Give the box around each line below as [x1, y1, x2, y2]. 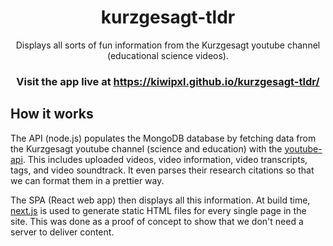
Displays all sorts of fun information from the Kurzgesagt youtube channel [15, 39, 321, 51]
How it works [10, 106, 94, 123]
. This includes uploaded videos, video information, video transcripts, [22, 153, 308, 165]
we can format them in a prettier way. [10, 174, 165, 186]
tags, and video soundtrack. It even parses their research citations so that [10, 164, 315, 176]
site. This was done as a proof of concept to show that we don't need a [10, 215, 304, 227]
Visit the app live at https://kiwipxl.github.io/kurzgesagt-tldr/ [16, 74, 320, 88]
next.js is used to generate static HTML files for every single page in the [10, 204, 307, 216]
